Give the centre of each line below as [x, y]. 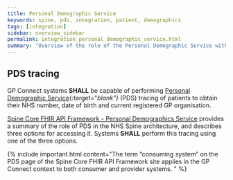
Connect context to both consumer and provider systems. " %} [97, 169]
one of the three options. [43, 141]
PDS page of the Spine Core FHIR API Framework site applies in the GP [109, 161]
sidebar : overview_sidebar [46, 33]
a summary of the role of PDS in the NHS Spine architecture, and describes [114, 126]
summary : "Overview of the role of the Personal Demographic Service [110, 46]
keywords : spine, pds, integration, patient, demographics [94, 20]
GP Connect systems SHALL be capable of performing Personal [99, 90]
